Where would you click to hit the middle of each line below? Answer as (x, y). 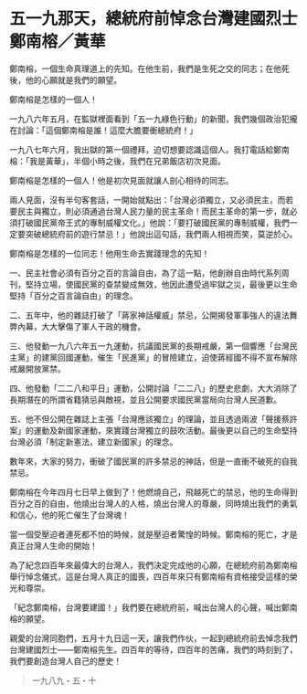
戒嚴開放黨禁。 (37, 368)
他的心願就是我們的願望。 (73, 79)
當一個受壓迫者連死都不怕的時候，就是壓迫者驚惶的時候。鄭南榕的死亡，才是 (153, 534)
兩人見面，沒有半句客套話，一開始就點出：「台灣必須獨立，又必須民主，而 (148, 200)
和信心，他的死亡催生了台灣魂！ (69, 515)
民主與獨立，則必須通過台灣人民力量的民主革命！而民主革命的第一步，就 (153, 211)
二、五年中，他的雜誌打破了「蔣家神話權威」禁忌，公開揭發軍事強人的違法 (149, 315)
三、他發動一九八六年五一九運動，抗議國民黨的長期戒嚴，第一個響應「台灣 (149, 346)
